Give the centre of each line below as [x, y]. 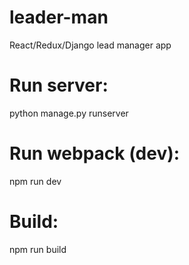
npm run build [38, 249]
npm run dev [35, 181]
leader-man [59, 17]
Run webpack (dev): [95, 153]
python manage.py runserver [69, 113]
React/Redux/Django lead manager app [90, 45]
